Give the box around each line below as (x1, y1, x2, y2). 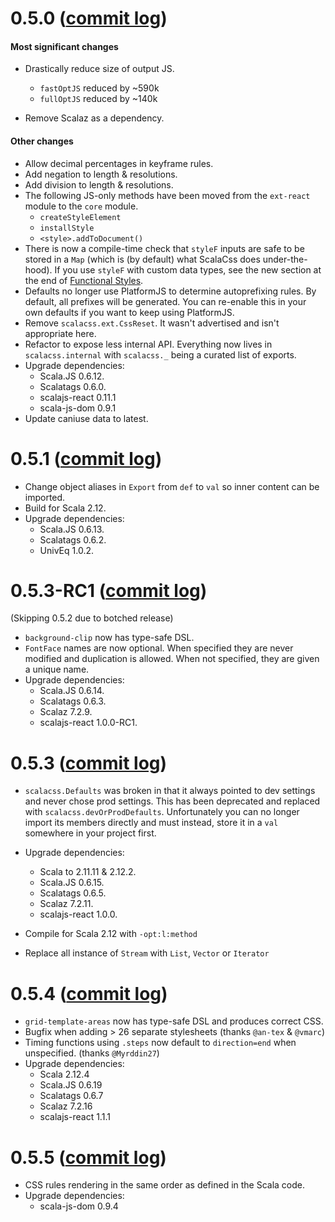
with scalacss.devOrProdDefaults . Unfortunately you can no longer (24, 806, 300, 818)
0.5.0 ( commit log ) (10, 7, 168, 30)
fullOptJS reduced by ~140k (39, 93, 158, 105)
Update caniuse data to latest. (24, 412, 149, 424)
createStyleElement (39, 212, 122, 222)
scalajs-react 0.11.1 (39, 391, 117, 403)
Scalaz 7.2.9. (39, 706, 93, 718)
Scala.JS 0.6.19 (39, 1079, 103, 1091)
